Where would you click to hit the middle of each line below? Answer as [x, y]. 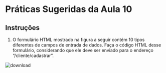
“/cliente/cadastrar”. [33, 55]
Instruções [23, 28]
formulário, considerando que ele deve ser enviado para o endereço [83, 50]
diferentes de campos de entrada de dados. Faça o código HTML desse [87, 45]
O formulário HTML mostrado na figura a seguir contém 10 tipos [78, 39]
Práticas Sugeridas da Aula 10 [69, 9]
